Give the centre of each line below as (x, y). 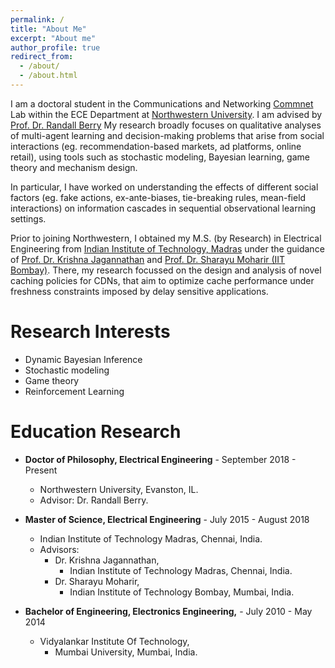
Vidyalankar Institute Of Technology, (114, 641)
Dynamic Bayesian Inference (83, 359)
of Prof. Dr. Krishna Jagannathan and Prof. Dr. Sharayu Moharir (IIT (148, 259)
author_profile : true (55, 47)
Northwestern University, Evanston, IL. (119, 489)
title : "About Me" (48, 29)
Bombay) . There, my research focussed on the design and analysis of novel (166, 270)
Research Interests (90, 332)
